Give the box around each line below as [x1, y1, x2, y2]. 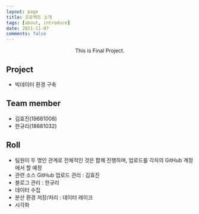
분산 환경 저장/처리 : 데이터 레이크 [14, 194, 93, 201]
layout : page [6, 8, 39, 15]
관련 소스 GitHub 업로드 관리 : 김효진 [14, 171, 100, 178]
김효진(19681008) [14, 115, 58, 122]
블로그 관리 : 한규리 [14, 179, 59, 186]
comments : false [6, 31, 46, 37]
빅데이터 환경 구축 [14, 81, 56, 88]
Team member [6, 99, 61, 109]
